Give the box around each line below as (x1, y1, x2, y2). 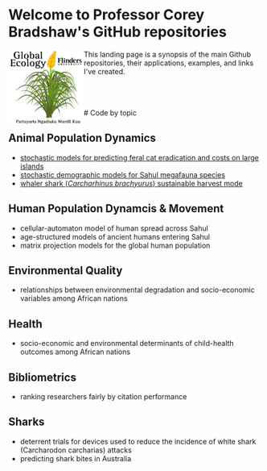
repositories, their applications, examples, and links (84, 58, 254, 68)
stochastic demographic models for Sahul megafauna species (19, 169, 226, 179)
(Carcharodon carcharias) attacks (19, 445, 133, 455)
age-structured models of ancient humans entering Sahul (19, 231, 211, 241)
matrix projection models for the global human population (19, 240, 211, 250)
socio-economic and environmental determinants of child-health (19, 339, 235, 348)
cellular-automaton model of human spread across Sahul (19, 223, 209, 233)
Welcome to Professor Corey (8, 6, 205, 24)
